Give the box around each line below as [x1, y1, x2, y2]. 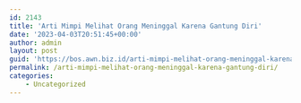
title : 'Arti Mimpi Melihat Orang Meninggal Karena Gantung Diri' [9, 21, 262, 30]
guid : [9, 55, 30, 64]
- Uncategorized [25, 80, 87, 89]
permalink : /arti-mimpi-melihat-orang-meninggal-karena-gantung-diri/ [9, 64, 279, 73]
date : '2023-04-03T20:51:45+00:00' [9, 30, 142, 39]
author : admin [9, 38, 63, 47]
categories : [9, 72, 54, 81]
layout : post [9, 47, 58, 56]
